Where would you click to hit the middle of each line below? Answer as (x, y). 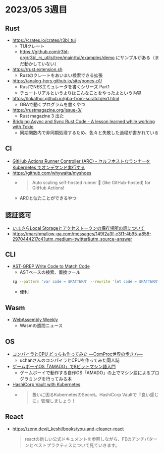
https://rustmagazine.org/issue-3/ (47, 110)
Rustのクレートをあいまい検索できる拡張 (61, 75)
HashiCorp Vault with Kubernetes (46, 384)
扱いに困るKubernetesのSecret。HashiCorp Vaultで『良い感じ (95, 394)
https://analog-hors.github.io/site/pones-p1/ (57, 81)
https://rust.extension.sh (37, 69)
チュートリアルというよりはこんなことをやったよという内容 (81, 93)
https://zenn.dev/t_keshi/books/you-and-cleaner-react (68, 429)
